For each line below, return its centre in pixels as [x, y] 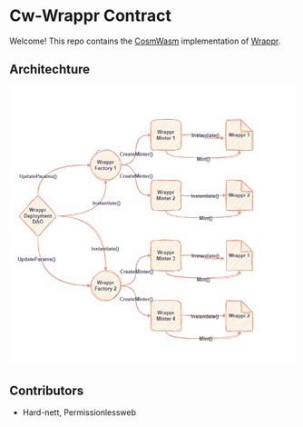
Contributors [47, 390]
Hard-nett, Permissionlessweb [79, 412]
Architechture [50, 70]
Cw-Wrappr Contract [91, 16]
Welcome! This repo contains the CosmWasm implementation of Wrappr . [145, 41]
